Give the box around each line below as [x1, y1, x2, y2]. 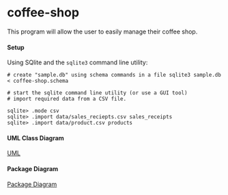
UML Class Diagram [7, 133, 65, 142]
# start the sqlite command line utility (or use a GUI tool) [7, 90, 188, 96]
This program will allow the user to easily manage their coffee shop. [7, 27, 198, 36]
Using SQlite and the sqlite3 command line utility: [7, 58, 148, 66]
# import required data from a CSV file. [7, 96, 127, 103]
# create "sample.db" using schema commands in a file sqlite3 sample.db [7, 72, 222, 79]
